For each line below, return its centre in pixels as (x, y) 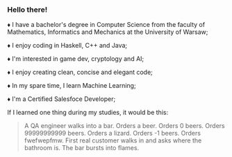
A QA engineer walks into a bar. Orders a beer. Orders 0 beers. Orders (124, 126)
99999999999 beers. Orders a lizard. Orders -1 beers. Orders (113, 133)
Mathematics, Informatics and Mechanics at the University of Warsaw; (108, 32)
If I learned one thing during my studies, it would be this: (88, 113)
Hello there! (27, 10)
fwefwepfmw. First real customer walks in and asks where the (113, 140)
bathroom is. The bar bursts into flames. (82, 148)
